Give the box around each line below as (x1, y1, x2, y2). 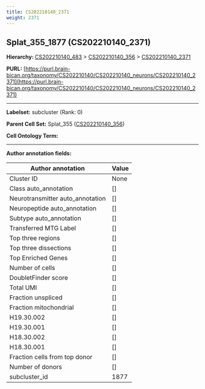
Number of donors (9, 363, 62, 371)
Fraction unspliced (9, 293, 63, 302)
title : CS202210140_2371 (6, 9, 70, 15)
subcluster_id (9, 373, 48, 381)
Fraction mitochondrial (9, 303, 74, 312)
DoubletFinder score (9, 274, 68, 282)
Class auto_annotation (9, 184, 73, 193)
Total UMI (9, 284, 37, 292)
